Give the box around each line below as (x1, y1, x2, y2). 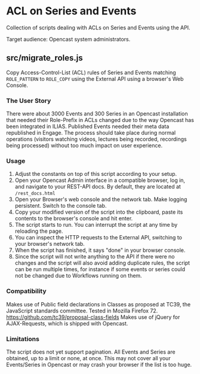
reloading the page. (14, 227, 63, 235)
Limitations (6, 335, 40, 343)
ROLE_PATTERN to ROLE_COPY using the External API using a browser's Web (6, 75, 184, 82)
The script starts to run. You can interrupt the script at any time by (14, 221, 178, 229)
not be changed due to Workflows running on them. (14, 272, 142, 279)
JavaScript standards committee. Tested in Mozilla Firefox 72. (6, 307, 158, 314)
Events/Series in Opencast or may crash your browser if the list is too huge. (6, 361, 192, 368)
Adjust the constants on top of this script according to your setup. (14, 171, 177, 178)
